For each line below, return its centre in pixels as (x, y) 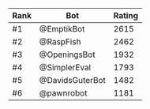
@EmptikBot (62, 29)
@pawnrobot (63, 93)
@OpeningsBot (67, 54)
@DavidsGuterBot (73, 80)
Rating (126, 15)
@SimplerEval (65, 68)
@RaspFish (60, 41)
